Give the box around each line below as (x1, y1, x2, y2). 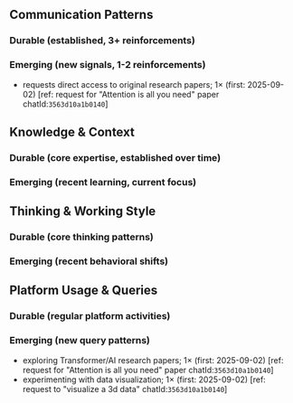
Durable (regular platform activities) (9, 310, 171, 323)
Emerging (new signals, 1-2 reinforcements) (9, 59, 206, 71)
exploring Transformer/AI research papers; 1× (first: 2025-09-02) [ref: (22, 354, 284, 365)
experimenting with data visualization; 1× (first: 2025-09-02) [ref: (22, 374, 267, 385)
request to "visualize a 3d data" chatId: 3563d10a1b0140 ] (22, 383, 228, 394)
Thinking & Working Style (9, 203, 156, 220)
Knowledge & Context (9, 125, 136, 139)
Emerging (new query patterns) (9, 334, 151, 347)
